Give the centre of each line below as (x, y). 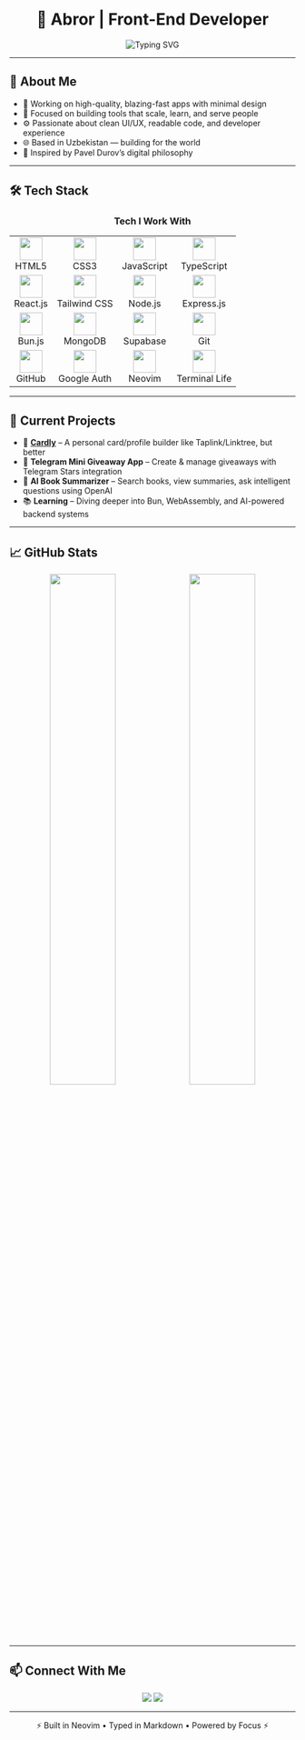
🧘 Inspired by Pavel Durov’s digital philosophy (108, 152)
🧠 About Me (43, 82)
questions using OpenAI (68, 491)
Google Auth (85, 379)
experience (44, 133)
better (34, 452)
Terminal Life (204, 379)
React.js (31, 304)
